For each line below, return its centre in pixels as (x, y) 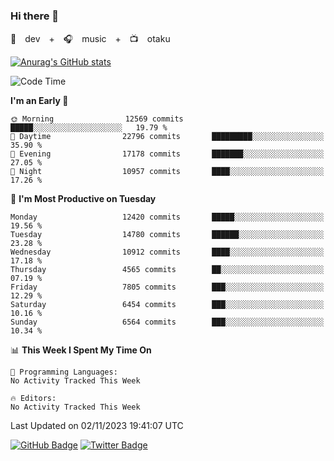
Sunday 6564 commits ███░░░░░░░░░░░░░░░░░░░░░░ (167, 322)
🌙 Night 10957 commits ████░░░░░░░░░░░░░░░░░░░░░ (167, 172)
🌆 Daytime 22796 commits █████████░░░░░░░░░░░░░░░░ (167, 137)
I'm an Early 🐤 (39, 101)
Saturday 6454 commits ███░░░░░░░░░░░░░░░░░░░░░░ (167, 305)
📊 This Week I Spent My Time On (81, 350)
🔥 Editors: (33, 399)
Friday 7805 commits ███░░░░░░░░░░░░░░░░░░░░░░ (167, 287)
